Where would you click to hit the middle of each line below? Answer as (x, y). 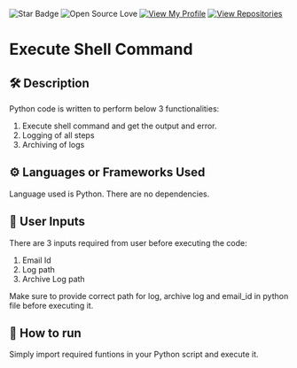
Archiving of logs (53, 145)
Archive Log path (54, 279)
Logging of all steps (58, 135)
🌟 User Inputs (47, 222)
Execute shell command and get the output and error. (119, 126)
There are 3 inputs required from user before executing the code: (129, 242)
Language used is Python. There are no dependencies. (109, 194)
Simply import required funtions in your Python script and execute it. (134, 355)
